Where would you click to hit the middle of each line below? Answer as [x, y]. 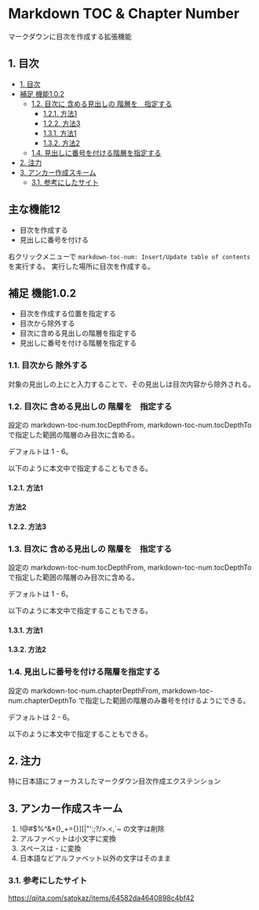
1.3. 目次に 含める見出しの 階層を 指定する [90, 549]
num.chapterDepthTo [42, 700]
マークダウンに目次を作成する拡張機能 [70, 36]
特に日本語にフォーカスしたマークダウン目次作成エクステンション [115, 781]
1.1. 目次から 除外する [48, 365]
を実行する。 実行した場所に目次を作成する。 [81, 266]
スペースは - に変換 [50, 849]
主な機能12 [35, 209]
